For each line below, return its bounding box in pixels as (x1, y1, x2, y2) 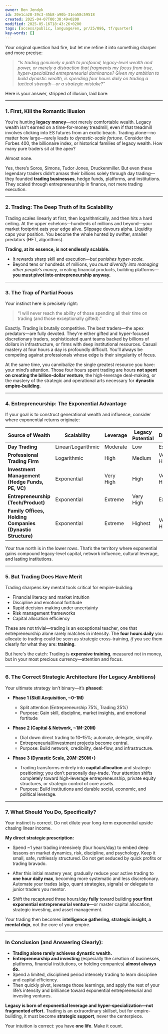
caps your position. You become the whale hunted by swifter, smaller (5, 231, 147, 237)
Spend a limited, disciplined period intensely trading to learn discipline (12, 971, 157, 978)
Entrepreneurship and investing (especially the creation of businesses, (12, 956, 161, 962)
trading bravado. (12, 860, 47, 867)
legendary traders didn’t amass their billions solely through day (5, 170, 135, 177)
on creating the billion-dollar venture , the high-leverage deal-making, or (5, 372, 156, 378)
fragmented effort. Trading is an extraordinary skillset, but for (5, 1008, 133, 1014)
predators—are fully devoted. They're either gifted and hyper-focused (5, 330, 149, 336)
